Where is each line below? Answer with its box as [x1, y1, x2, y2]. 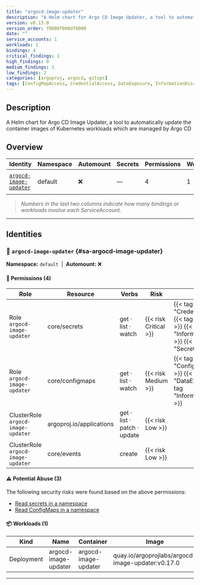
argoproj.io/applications [47, 419, 114, 428]
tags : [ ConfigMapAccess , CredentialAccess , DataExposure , [6, 81, 153, 87]
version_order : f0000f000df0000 [6, 25, 86, 32]
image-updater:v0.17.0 [112, 558, 180, 567]
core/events [47, 449, 82, 458]
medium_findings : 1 [6, 64, 55, 70]
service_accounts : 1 [6, 36, 58, 42]
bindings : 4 [6, 48, 36, 54]
